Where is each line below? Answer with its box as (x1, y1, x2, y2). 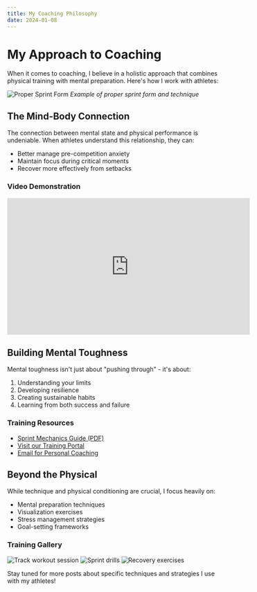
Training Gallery (7, 540, 62, 550)
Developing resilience (17, 386, 80, 394)
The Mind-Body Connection (7, 110, 130, 122)
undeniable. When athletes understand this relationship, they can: (7, 136, 195, 144)
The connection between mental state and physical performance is (7, 129, 199, 137)
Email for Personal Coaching (17, 448, 99, 457)
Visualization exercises (17, 508, 83, 516)
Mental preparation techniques (17, 500, 105, 509)
